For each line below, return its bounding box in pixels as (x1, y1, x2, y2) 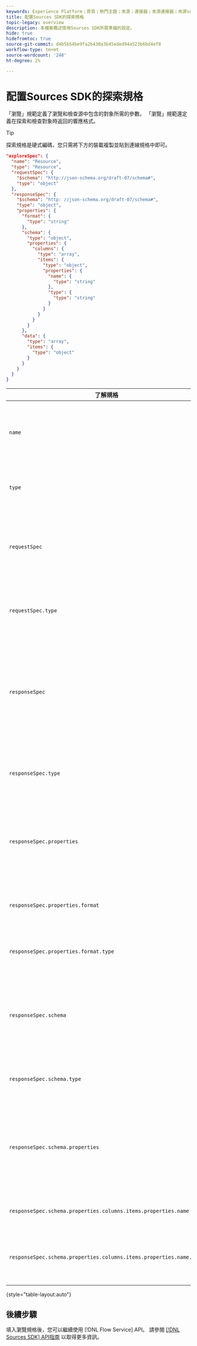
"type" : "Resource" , (11, 164, 62, 170)
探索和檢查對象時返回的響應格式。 (16, 118, 98, 125)
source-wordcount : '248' (6, 52, 67, 58)
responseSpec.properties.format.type (9, 948, 114, 955)
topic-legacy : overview (6, 19, 64, 25)
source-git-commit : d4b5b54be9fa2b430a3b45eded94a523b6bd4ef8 (6, 42, 161, 48)
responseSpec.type (9, 770, 60, 777)
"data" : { (21, 333, 46, 339)
